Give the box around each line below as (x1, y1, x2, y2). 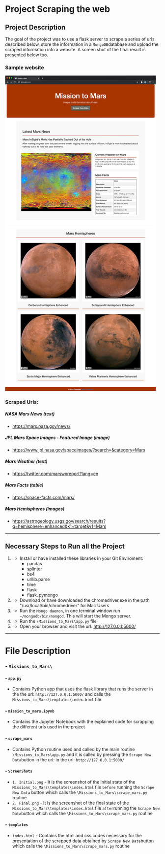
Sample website (5, 64, 44, 71)
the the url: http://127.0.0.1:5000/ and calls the (12, 691, 111, 697)
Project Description (5, 23, 66, 32)
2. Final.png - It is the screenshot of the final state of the (12, 800, 129, 806)
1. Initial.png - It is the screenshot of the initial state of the (12, 779, 136, 785)
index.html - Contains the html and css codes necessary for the (12, 833, 142, 838)
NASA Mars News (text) (5, 410, 55, 417)
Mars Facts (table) (5, 482, 44, 488)
